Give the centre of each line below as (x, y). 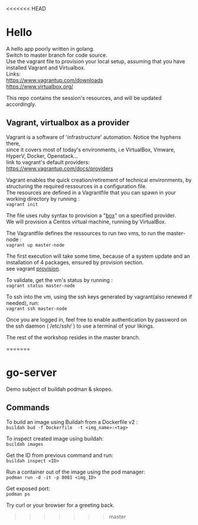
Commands (28, 408)
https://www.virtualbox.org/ (40, 86)
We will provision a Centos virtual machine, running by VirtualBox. (86, 222)
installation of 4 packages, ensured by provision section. (75, 262)
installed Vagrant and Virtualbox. (46, 67)
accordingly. (21, 104)
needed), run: (23, 303)
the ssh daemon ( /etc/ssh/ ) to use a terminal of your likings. (80, 326)
